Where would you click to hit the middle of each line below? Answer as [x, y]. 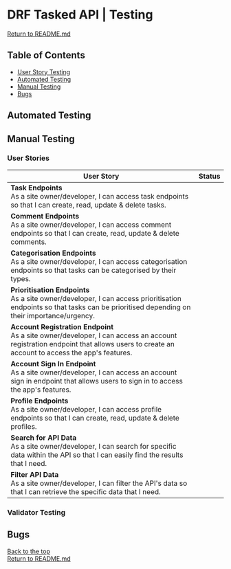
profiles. [24, 426]
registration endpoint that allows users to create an [93, 344]
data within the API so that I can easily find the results [97, 455]
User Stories [29, 158]
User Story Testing [44, 71]
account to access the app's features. [71, 353]
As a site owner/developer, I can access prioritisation [96, 298]
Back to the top [29, 551]
